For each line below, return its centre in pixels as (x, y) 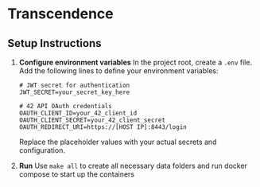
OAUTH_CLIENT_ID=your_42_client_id (78, 113)
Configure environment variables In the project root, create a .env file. (135, 62)
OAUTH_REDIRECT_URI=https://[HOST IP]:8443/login (103, 127)
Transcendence (60, 14)
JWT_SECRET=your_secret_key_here (74, 92)
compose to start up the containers (76, 174)
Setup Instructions (54, 43)
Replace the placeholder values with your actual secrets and (118, 142)
